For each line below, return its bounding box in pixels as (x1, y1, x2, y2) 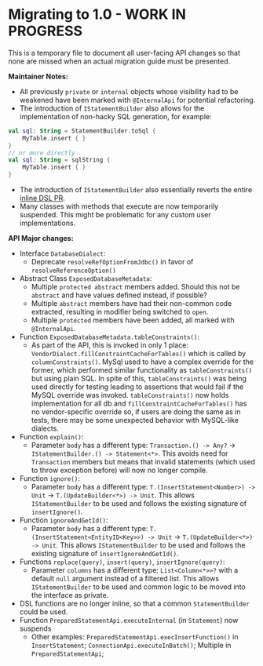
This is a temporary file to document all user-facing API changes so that (8, 48, 241, 57)
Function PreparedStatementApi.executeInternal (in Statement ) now (19, 616, 239, 625)
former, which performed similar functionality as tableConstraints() (31, 366, 253, 375)
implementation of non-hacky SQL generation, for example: (19, 111, 212, 121)
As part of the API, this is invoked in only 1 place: (31, 340, 188, 350)
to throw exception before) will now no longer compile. (31, 465, 208, 475)
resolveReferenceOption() (31, 267, 116, 275)
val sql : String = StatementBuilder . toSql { (8, 127, 156, 135)
